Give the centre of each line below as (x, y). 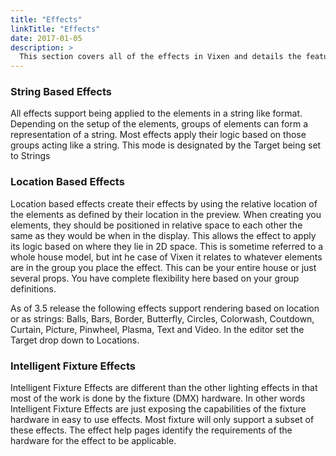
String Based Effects (61, 92)
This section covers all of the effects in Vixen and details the (160, 57)
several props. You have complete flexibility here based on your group (155, 278)
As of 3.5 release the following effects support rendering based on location (165, 308)
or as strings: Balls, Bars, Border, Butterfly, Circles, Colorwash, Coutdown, (162, 318)
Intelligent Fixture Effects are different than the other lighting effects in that (164, 388)
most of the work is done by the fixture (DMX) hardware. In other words (158, 398)
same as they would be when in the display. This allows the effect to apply (163, 235)
